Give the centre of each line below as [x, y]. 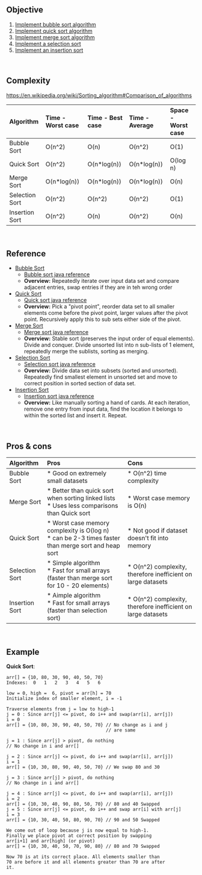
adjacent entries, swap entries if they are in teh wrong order [98, 287]
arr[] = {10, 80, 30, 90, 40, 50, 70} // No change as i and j [87, 725]
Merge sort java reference [56, 332]
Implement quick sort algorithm [54, 31]
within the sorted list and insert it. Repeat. [75, 415]
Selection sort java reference [60, 364]
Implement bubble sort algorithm [55, 24]
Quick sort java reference [55, 300]
